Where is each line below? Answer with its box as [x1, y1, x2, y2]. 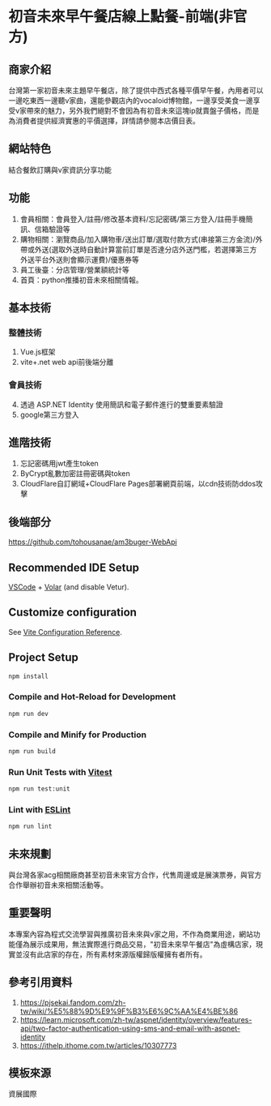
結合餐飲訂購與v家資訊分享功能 [8, 165, 112, 174]
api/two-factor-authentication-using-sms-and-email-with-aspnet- [19, 1023, 241, 1033]
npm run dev [8, 709, 49, 718]
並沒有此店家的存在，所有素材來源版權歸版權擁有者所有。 [15, 950, 207, 959]
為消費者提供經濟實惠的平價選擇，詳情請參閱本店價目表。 [8, 116, 200, 126]
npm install [8, 672, 49, 680]
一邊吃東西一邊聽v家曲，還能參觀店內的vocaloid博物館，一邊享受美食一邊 [8, 96, 253, 105]
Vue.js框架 [19, 347, 56, 357]
